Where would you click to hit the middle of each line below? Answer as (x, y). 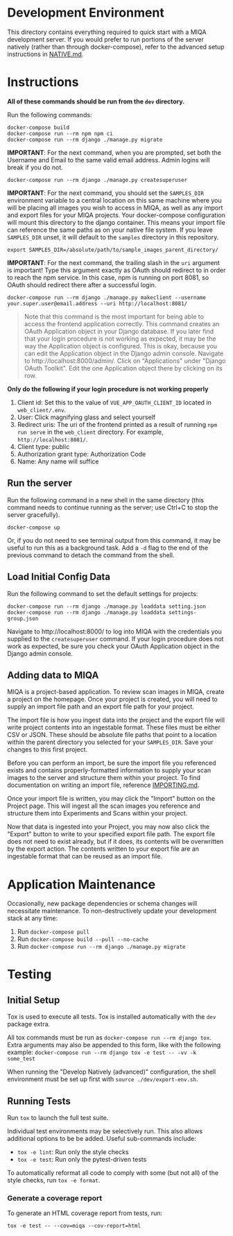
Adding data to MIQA (53, 675)
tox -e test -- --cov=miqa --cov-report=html (74, 1226)
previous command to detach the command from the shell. (91, 555)
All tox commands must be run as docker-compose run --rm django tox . (109, 1038)
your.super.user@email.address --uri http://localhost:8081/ (97, 303)
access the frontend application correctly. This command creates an (122, 323)
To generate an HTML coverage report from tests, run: (85, 1213)
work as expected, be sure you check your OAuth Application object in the (113, 646)
